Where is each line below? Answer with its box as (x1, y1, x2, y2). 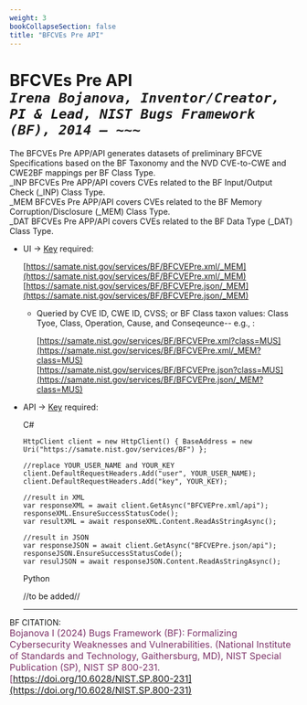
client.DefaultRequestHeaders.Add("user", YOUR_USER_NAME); (22, 469, 257, 478)
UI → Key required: (22, 243, 94, 254)
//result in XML (22, 493, 85, 503)
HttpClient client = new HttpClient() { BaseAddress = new (22, 437, 253, 446)
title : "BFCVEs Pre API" (9, 30, 104, 39)
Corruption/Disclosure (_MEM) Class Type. (9, 207, 171, 218)
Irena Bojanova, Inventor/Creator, (9, 89, 281, 106)
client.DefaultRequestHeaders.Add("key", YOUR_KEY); (22, 477, 228, 486)
